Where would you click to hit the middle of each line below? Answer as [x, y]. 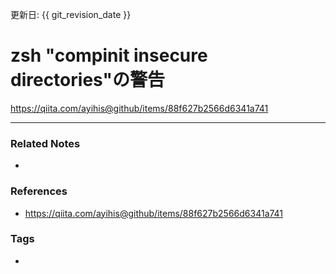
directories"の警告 [87, 80]
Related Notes [45, 143]
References [39, 191]
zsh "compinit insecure [109, 55]
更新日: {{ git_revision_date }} [71, 14]
